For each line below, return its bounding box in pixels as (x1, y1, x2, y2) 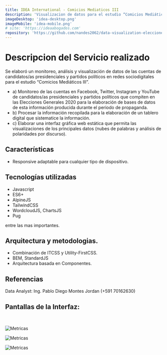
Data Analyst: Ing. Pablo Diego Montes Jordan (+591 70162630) (5, 288, 136, 294)
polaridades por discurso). (12, 130, 67, 137)
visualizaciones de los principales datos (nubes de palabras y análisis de (12, 125, 162, 131)
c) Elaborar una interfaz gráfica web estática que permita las (12, 120, 137, 126)
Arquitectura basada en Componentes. (12, 260, 92, 266)
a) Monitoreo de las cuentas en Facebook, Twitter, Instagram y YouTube (12, 88, 160, 95)
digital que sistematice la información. (12, 115, 90, 121)
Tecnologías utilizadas (5, 173, 77, 182)
